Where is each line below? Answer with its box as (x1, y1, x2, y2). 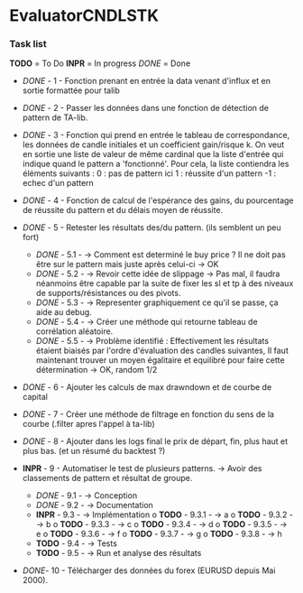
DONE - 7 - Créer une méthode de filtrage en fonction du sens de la (22, 409, 275, 420)
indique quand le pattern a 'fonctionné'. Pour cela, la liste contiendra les (22, 159, 289, 170)
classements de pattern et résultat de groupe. (22, 473, 193, 484)
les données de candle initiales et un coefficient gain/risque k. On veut (22, 139, 285, 150)
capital (22, 392, 48, 403)
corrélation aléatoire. (35, 326, 114, 337)
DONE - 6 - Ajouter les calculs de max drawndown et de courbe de (22, 382, 272, 393)
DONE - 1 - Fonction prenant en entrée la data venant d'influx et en (22, 76, 271, 87)
